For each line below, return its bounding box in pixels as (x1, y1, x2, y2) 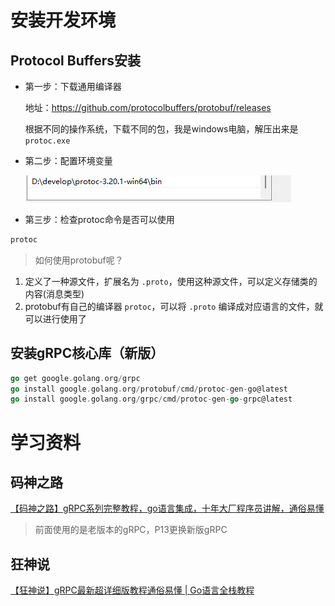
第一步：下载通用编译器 (24, 81, 122, 92)
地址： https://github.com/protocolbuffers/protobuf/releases (24, 102, 272, 113)
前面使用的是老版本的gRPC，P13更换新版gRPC (34, 524, 228, 536)
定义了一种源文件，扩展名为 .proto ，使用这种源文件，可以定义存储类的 (24, 275, 318, 287)
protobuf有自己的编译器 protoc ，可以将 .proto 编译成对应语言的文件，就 (24, 300, 324, 312)
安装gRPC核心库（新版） (10, 345, 165, 362)
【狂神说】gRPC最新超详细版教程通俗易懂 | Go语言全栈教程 (10, 584, 255, 596)
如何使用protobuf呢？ (34, 254, 124, 266)
